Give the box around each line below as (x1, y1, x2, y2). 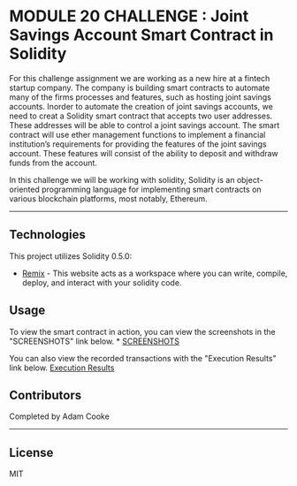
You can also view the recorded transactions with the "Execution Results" (9, 353, 277, 363)
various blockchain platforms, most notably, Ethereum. (9, 193, 208, 204)
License (9, 444, 54, 460)
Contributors (9, 387, 82, 403)
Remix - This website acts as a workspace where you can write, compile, (21, 268, 288, 278)
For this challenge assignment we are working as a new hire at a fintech (9, 72, 270, 83)
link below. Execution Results (9, 362, 115, 373)
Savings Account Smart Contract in (9, 25, 274, 45)
